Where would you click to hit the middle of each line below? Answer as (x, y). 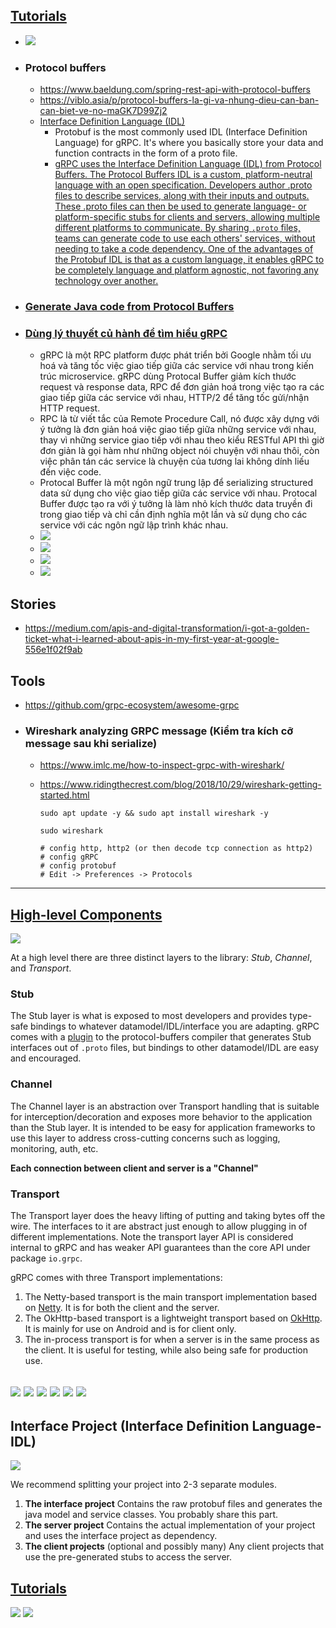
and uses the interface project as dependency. (121, 1536)
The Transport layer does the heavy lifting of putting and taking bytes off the (168, 1215)
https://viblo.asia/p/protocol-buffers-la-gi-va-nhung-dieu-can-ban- (179, 100)
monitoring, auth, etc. (54, 1148)
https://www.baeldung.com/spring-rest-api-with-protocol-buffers (175, 90)
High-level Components (86, 914)
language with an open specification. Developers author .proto (183, 185)
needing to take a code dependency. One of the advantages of (184, 249)
